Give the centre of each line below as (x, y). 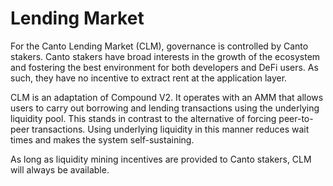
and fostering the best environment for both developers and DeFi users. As (164, 67)
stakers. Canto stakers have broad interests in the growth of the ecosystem (165, 56)
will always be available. (60, 169)
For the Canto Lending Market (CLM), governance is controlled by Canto (159, 46)
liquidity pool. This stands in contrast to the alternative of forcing (143, 118)
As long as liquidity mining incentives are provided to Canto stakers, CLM (161, 159)
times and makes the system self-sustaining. (102, 139)
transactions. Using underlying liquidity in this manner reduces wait (170, 129)
